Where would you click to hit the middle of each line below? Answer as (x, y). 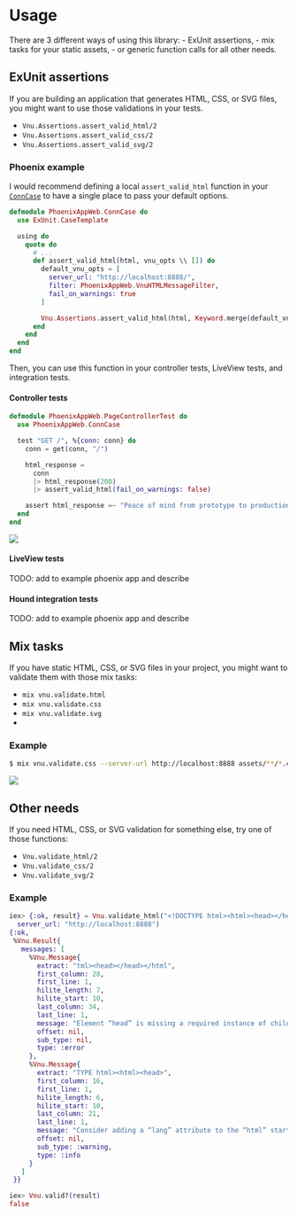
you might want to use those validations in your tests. (106, 108)
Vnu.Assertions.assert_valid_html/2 (89, 126)
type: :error (61, 1048)
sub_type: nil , (65, 1040)
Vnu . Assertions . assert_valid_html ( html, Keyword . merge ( (146, 318)
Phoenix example (47, 167)
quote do (41, 245)
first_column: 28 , (70, 974)
